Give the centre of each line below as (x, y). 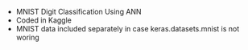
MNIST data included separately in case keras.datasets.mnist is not (128, 29)
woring (28, 37)
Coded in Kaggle (44, 20)
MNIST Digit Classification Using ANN (79, 12)
